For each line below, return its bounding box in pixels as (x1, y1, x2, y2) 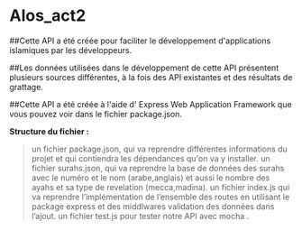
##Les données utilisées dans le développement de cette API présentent (9, 62, 279, 73)
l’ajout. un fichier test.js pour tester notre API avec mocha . (31, 210, 250, 221)
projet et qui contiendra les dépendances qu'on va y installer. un (31, 152, 270, 163)
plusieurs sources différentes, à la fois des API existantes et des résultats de (9, 71, 293, 82)
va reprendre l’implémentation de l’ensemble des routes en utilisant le (31, 191, 290, 202)
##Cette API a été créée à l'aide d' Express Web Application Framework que (9, 98, 292, 109)
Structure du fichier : (9, 125, 89, 136)
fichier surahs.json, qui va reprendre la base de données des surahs (31, 162, 285, 173)
